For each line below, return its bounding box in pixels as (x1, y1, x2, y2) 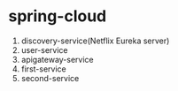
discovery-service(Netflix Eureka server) (20, 35, 170, 46)
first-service (20, 64, 67, 74)
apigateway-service (20, 54, 94, 64)
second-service (20, 72, 80, 83)
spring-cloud (8, 6, 107, 27)
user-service (20, 44, 68, 55)
